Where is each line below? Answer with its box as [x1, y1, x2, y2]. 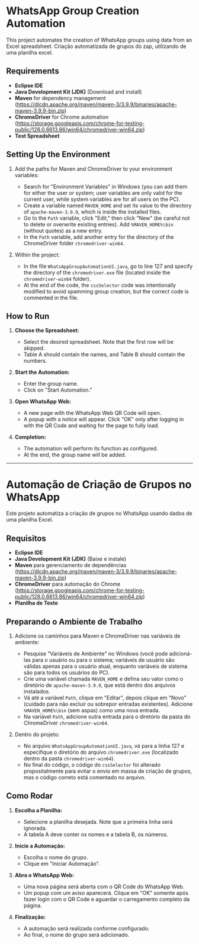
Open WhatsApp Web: [14, 398, 72, 405]
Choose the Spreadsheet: [14, 327, 79, 334]
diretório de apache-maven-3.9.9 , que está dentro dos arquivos [23, 681, 176, 689]
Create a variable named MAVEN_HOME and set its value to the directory [23, 201, 192, 209]
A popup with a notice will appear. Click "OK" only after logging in [23, 416, 184, 423]
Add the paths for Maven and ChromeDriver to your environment [14, 165, 173, 172]
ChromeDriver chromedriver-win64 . [23, 719, 109, 727]
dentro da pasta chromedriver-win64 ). [23, 754, 115, 762]
